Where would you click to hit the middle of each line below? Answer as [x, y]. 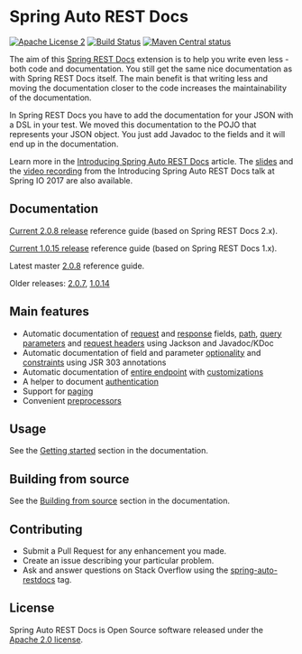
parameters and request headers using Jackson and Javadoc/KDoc [148, 343]
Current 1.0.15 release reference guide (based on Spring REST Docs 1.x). [143, 248]
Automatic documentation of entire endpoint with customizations [143, 371]
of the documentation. [50, 98]
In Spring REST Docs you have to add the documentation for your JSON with [151, 115]
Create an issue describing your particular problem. [118, 561]
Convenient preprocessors [72, 400]
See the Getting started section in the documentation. [109, 451]
